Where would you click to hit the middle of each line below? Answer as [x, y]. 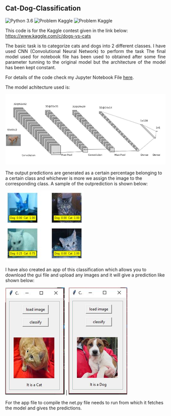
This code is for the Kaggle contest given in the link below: [67, 31]
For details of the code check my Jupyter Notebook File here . [69, 77]
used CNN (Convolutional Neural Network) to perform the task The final [85, 51]
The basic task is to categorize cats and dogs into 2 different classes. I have [85, 46]
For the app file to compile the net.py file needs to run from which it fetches [84, 402]
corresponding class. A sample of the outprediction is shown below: [77, 183]
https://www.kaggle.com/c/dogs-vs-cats [48, 36]
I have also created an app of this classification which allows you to [76, 269]
